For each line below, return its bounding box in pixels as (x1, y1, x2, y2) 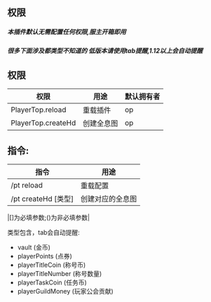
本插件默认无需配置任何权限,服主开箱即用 (7, 27, 126, 36)
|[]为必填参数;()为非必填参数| (7, 213, 90, 221)
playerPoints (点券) (17, 251, 72, 260)
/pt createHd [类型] (11, 194, 74, 204)
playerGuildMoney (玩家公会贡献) (17, 287, 114, 295)
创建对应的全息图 (80, 194, 137, 204)
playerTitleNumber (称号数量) (17, 269, 102, 277)
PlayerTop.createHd (11, 118, 76, 128)
